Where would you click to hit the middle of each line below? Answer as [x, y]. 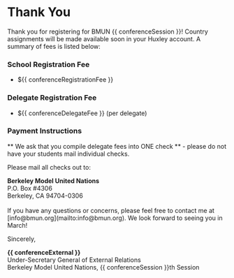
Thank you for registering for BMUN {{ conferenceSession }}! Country [108, 31]
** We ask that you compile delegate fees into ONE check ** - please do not [117, 146]
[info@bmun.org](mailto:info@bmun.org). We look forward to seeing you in [115, 218]
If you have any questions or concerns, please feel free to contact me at [111, 210]
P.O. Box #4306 [30, 188]
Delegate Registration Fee [52, 98]
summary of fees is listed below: [54, 46]
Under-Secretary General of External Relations [74, 260]
